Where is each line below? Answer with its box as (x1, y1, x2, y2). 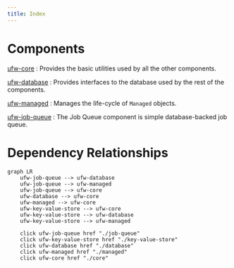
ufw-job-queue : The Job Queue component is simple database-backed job (7, 112, 228, 121)
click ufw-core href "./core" (20, 255, 109, 262)
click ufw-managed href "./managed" (20, 248, 128, 255)
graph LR (7, 168, 33, 175)
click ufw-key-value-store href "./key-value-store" (20, 236, 178, 243)
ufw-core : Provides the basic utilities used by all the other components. (7, 64, 217, 73)
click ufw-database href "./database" (20, 242, 134, 249)
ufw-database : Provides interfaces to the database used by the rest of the (7, 78, 224, 86)
